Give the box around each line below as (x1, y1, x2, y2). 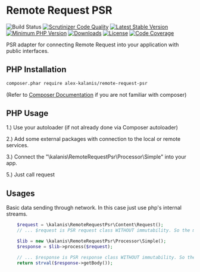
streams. (6, 210, 28, 217)
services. (6, 142, 29, 149)
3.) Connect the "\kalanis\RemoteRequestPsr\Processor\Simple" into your (6, 153, 186, 160)
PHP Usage (6, 108, 49, 119)
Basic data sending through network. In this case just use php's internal (6, 204, 182, 211)
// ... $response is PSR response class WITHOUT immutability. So (17, 254, 185, 260)
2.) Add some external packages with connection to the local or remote (6, 135, 181, 143)
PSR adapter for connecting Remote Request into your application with (6, 41, 179, 48)
